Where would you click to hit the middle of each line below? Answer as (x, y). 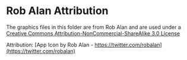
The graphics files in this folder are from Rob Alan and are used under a (93, 27)
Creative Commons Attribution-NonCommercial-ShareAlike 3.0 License (93, 33)
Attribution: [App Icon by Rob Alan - (50, 45)
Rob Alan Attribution (57, 11)
